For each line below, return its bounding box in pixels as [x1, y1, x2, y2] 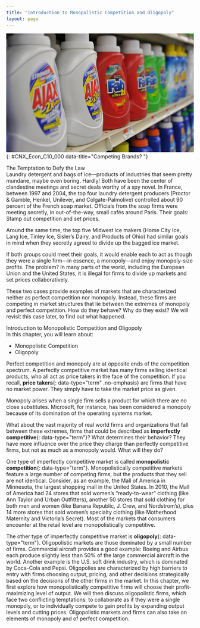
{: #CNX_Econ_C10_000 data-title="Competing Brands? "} [6, 152, 148, 160]
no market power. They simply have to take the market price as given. [6, 385, 177, 392]
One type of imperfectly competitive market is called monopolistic [6, 458, 170, 465]
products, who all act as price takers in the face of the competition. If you [6, 373, 186, 380]
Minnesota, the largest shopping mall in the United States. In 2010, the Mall [6, 483, 190, 490]
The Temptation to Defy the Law [6, 164, 85, 171]
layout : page [6, 15, 39, 22]
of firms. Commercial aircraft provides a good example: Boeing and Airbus [6, 545, 189, 552]
